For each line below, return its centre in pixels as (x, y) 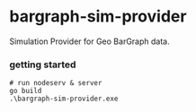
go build (26, 91)
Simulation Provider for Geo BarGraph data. (89, 41)
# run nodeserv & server (56, 83)
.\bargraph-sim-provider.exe (64, 99)
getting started (43, 65)
